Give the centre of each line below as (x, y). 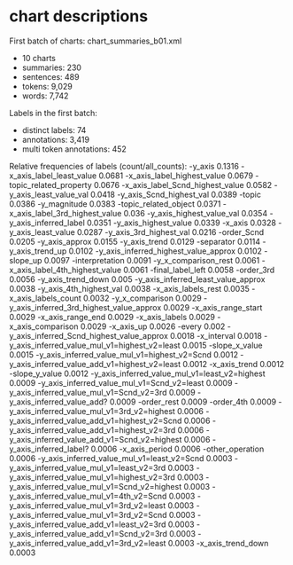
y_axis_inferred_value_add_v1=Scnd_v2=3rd (89, 533)
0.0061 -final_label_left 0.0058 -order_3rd (199, 270)
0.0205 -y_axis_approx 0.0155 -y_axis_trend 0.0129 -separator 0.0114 (135, 241)
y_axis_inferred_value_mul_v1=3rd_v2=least (88, 505)
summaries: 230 (52, 67)
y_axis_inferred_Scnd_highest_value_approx (89, 335)
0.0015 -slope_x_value (222, 345)
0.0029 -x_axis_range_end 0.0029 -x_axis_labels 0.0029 (112, 317)
